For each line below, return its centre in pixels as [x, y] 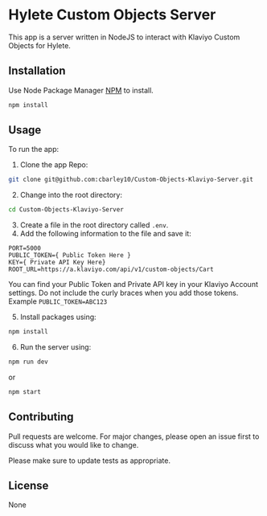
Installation [37, 71]
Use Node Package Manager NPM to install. [81, 90]
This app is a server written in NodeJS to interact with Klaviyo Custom [124, 37]
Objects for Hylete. [39, 45]
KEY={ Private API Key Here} [57, 263]
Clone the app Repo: [54, 165]
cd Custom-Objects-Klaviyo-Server [66, 210]
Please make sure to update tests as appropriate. [90, 461]
